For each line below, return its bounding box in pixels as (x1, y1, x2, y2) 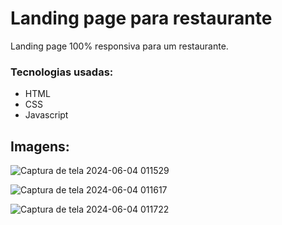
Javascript (24, 109, 69, 121)
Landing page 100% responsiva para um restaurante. (10, 40, 229, 52)
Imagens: (10, 138, 70, 155)
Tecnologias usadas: (10, 65, 114, 79)
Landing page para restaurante (10, 7, 273, 30)
